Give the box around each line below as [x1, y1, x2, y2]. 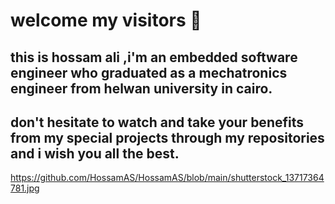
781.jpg [10, 182, 40, 194]
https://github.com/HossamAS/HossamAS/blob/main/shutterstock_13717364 [10, 172, 325, 184]
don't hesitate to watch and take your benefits [10, 114, 304, 131]
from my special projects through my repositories [10, 129, 325, 146]
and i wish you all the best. [10, 145, 180, 162]
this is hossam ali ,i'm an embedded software [10, 49, 298, 66]
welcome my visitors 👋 [10, 9, 202, 32]
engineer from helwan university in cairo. [10, 80, 273, 97]
